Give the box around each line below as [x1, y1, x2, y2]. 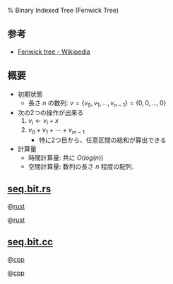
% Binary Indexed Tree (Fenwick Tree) [7, 6, 119, 14]
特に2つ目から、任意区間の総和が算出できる [38, 136, 167, 144]
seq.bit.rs [7, 183, 52, 195]
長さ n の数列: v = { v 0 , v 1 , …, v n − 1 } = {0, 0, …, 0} [28, 98, 167, 109]
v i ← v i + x [28, 117, 59, 126]
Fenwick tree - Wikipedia [17, 47, 90, 56]
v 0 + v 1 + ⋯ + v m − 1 [28, 126, 85, 136]
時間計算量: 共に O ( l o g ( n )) [28, 153, 104, 162]
